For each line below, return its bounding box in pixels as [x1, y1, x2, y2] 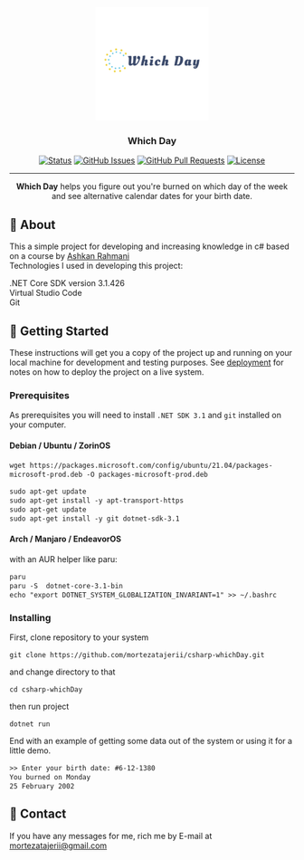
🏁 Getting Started [9, 323, 109, 339]
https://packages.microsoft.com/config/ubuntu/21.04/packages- [29, 461, 273, 471]
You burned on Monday [9, 772, 91, 781]
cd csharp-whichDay [9, 684, 83, 694]
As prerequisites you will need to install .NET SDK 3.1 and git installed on [9, 410, 282, 421]
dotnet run [9, 719, 51, 729]
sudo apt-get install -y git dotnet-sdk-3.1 [9, 514, 180, 523]
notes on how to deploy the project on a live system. [9, 366, 204, 377]
